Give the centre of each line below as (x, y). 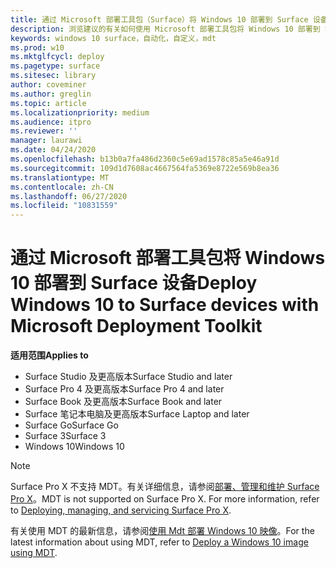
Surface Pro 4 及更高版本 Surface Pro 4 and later (124, 389)
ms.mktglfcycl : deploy (57, 57)
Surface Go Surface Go (71, 425)
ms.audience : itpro (51, 122)
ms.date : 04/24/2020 (53, 150)
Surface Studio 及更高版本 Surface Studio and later (128, 377)
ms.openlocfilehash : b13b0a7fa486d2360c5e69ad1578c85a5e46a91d (145, 159)
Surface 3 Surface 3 (65, 436)
